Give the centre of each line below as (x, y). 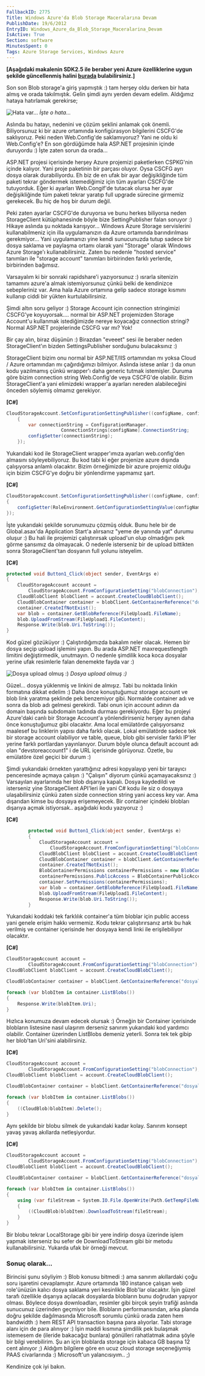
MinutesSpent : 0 (27, 46)
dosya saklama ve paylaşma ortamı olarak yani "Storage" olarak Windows (99, 245)
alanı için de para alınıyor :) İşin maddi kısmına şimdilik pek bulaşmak (92, 1329)
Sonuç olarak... (30, 1263)
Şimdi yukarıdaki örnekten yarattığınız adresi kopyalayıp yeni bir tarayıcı (96, 769)
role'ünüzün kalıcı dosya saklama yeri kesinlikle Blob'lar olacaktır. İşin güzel (101, 1290)
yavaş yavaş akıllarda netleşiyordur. (51, 1133)
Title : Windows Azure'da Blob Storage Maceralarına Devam (81, 18)
